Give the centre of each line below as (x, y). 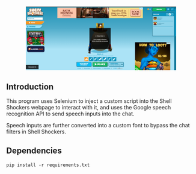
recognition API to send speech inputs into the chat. (70, 114)
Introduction (30, 86)
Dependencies (34, 150)
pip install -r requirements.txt (48, 165)
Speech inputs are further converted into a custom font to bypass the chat (98, 126)
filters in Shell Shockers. (36, 132)
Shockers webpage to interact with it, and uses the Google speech (89, 108)
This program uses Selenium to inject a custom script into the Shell (89, 101)
